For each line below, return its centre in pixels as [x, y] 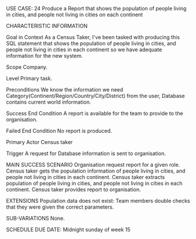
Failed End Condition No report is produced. [59, 131]
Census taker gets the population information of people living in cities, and [96, 171]
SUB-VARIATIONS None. [36, 218]
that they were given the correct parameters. [60, 207]
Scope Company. [27, 67]
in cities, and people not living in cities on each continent [75, 15]
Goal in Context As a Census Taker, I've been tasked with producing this [93, 37]
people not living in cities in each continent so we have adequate [84, 50]
